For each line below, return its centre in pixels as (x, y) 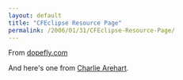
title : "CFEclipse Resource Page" (65, 23)
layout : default (35, 15)
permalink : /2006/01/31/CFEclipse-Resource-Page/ (92, 30)
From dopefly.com (38, 53)
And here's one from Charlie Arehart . (69, 68)
